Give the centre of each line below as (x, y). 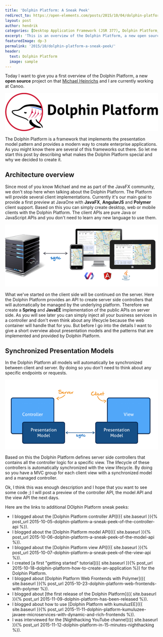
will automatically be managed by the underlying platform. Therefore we (77, 305)
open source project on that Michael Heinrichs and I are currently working (79, 81)
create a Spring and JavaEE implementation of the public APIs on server (78, 310)
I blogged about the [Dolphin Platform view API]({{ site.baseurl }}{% (80, 547)
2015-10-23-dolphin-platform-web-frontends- (111, 584)
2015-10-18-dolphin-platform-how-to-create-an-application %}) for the (83, 568)
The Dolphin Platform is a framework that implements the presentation (75, 139)
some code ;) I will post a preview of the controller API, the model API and (79, 492)
